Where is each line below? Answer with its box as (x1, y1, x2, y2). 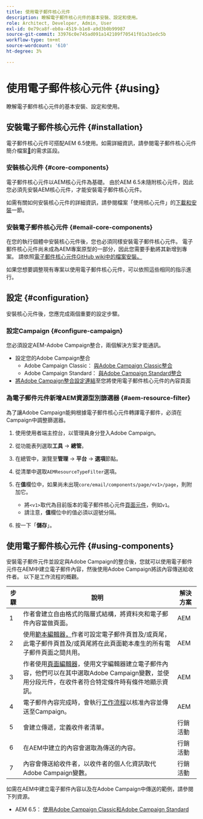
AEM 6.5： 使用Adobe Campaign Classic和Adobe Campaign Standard (14, 806, 189, 813)
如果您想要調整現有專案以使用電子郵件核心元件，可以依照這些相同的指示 (6, 266, 186, 273)
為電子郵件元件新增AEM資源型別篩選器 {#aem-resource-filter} (6, 394, 191, 403)
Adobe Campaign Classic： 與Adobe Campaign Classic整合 (24, 362, 173, 369)
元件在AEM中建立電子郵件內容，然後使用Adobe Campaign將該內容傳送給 (6, 565, 188, 573)
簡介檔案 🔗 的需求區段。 (6, 146, 63, 154)
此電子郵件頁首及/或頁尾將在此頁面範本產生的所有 (23, 639, 165, 648)
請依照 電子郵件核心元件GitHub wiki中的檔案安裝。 (18, 253, 143, 260)
